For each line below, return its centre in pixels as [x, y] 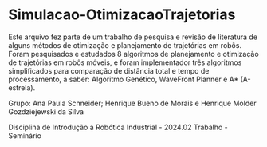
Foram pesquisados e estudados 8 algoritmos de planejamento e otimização [133, 54]
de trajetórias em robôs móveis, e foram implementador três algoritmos [125, 62]
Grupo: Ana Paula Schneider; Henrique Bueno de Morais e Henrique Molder [132, 103]
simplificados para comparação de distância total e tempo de [109, 70]
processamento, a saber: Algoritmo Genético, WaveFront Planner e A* [124, 79]
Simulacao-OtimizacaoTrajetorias [122, 15]
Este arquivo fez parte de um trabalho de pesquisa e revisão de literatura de [133, 37]
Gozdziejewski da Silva [46, 111]
